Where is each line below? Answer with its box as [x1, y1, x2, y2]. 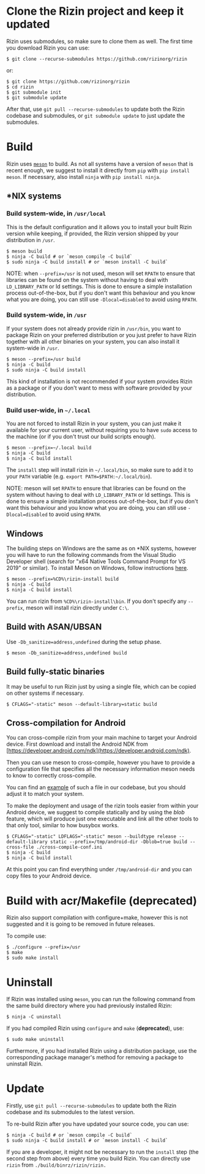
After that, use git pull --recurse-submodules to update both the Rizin [6, 105, 185, 113]
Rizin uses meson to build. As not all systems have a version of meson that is [6, 160, 194, 167]
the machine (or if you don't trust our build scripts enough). [6, 433, 156, 441]
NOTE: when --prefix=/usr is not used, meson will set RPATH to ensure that [6, 270, 195, 277]
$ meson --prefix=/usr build [6, 356, 81, 362]
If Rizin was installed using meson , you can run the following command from [6, 996, 196, 1003]
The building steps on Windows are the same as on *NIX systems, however [6, 544, 197, 552]
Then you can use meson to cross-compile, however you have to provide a [6, 759, 195, 767]
